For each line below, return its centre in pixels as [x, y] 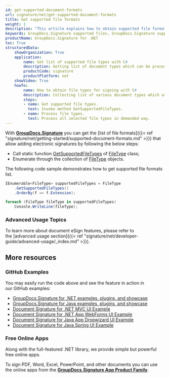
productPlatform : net [46, 76]
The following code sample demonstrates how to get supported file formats [84, 168]
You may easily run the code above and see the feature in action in [75, 283]
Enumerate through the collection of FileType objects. [68, 159]
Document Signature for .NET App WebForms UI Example [72, 315]
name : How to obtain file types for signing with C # [80, 90]
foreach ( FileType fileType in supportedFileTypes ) [61, 202]
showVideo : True [32, 81]
